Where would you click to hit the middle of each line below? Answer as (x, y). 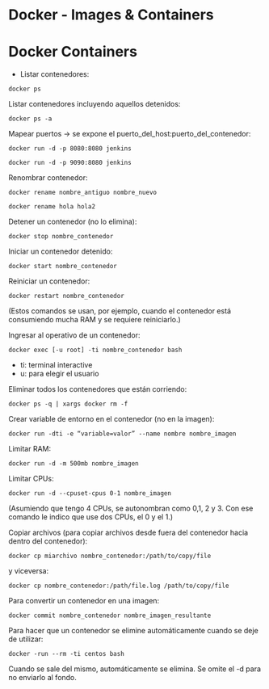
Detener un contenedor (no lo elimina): (73, 222)
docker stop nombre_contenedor (61, 237)
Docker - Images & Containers (111, 15)
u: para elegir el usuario (59, 374)
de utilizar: (26, 639)
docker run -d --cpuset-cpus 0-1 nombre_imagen (90, 494)
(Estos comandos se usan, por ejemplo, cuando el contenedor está (120, 311)
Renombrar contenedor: (48, 178)
